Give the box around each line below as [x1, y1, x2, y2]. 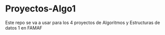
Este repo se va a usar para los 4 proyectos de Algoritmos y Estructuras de [5, 19, 160, 25]
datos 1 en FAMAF [5, 24, 43, 30]
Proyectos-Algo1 [5, 3, 76, 14]
